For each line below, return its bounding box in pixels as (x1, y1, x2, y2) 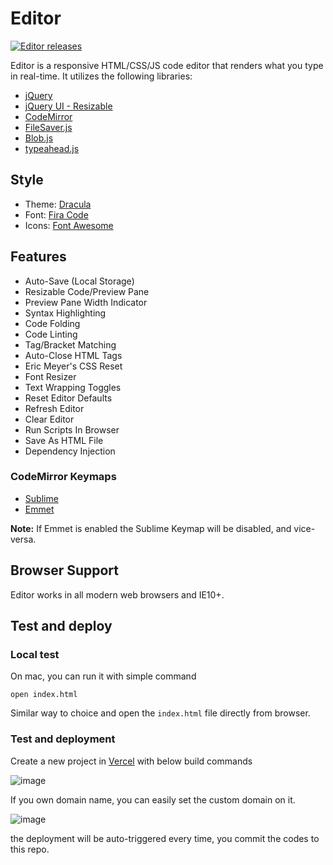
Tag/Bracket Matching (24, 338, 117, 351)
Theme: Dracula (24, 198, 92, 210)
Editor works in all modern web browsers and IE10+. (10, 588, 225, 601)
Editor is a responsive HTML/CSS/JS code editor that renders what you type (10, 59, 324, 71)
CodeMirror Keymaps (10, 470, 117, 484)
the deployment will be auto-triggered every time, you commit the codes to (10, 832, 320, 844)
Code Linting (24, 328, 78, 340)
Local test (10, 647, 60, 661)
